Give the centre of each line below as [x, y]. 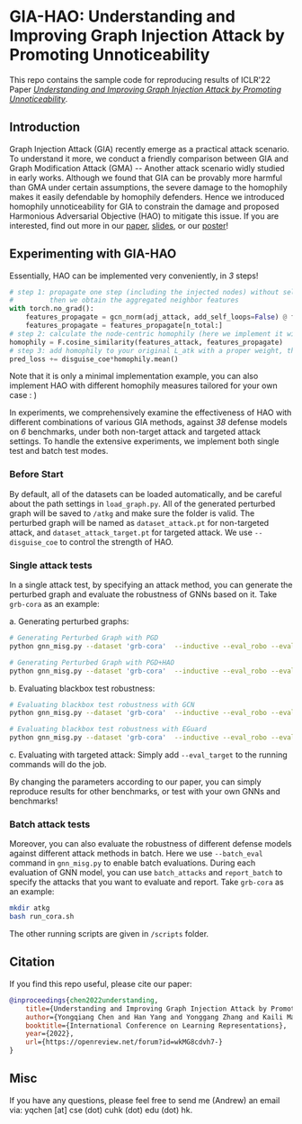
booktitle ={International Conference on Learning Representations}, [156, 1025]
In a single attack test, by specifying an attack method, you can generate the [151, 585]
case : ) [23, 395]
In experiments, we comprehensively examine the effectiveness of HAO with [151, 412]
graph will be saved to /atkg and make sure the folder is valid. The [132, 513]
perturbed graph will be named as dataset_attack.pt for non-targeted [139, 522]
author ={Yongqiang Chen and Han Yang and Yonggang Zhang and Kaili [154, 1017]
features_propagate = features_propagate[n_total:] [124, 326]
